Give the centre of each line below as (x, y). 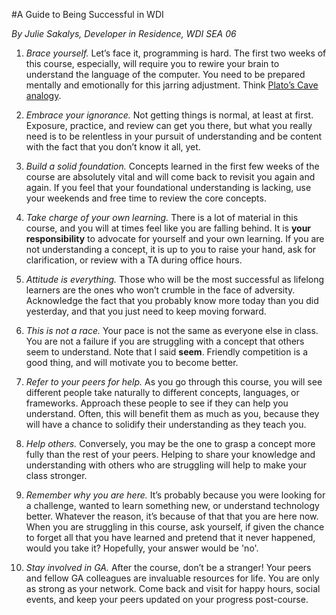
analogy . (43, 95)
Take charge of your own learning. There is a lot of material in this (162, 217)
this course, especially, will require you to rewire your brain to (152, 63)
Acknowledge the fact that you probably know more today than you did (172, 300)
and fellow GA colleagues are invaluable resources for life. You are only (172, 578)
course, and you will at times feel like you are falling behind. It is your (168, 228)
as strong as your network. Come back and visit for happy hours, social (173, 588)
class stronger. (56, 475)
